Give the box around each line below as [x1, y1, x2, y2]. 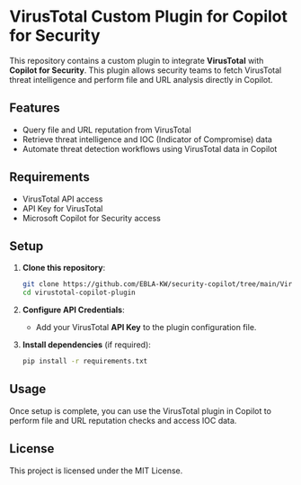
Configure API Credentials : [22, 304, 125, 316]
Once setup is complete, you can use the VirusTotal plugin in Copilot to [9, 405, 272, 416]
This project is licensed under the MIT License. [9, 465, 183, 476]
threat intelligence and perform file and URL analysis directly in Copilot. [9, 74, 273, 85]
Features [9, 101, 60, 116]
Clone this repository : [22, 263, 106, 274]
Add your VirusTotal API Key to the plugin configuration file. [35, 322, 257, 333]
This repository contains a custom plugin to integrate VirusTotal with [9, 55, 264, 66]
